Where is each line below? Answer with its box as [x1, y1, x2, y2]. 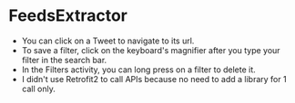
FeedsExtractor [8, 5, 128, 26]
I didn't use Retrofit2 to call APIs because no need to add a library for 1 [21, 73, 288, 84]
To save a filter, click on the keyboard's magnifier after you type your [21, 44, 280, 55]
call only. [21, 83, 56, 94]
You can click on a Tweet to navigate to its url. [21, 35, 195, 46]
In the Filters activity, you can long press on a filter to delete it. [21, 64, 256, 75]
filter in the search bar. [21, 54, 107, 65]
